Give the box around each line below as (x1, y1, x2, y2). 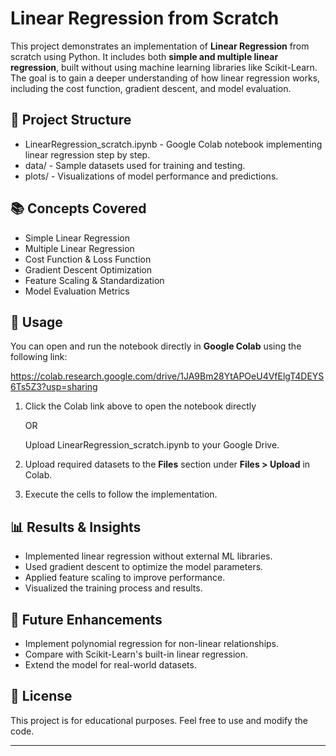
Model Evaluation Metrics (24, 285, 130, 297)
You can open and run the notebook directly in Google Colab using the (10, 340, 302, 352)
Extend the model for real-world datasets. (24, 659, 197, 671)
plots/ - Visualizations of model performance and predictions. (24, 170, 279, 182)
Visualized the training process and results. (24, 582, 203, 594)
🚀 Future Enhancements (10, 611, 163, 628)
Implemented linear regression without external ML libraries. (24, 550, 273, 562)
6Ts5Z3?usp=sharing (10, 381, 98, 393)
